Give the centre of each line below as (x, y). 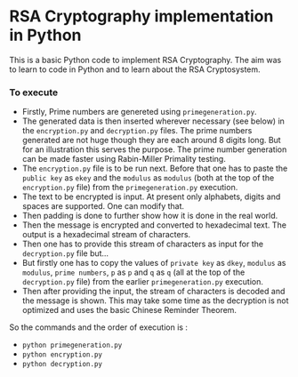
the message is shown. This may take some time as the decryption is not (155, 301)
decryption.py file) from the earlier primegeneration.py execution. (143, 282)
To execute (34, 92)
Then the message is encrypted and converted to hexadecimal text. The (154, 225)
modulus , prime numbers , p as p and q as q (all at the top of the (133, 272)
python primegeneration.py (72, 345)
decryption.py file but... (65, 253)
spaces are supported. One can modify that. (103, 206)
